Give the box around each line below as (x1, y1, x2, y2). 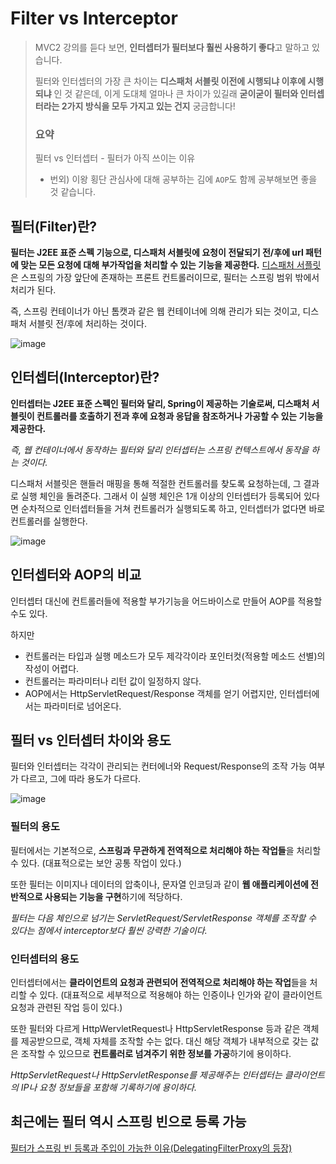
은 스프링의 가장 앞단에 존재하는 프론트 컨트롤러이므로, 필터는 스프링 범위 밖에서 (10, 272, 320, 284)
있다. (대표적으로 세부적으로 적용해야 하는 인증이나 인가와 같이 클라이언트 (39, 989, 323, 1001)
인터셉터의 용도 (10, 952, 80, 966)
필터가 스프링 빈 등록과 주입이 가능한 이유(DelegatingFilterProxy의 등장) (10, 1142, 293, 1154)
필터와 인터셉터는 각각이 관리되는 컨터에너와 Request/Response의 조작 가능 (10, 760, 307, 772)
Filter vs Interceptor (10, 7, 178, 30)
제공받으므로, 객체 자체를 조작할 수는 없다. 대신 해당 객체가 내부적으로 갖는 (20, 1035, 309, 1047)
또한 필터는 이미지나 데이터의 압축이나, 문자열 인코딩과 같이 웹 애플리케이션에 (10, 878, 309, 890)
